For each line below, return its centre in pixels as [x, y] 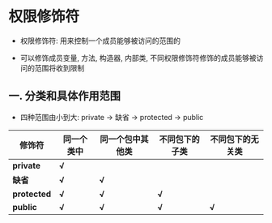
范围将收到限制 [59, 68]
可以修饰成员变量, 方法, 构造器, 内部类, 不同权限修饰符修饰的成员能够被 [138, 58]
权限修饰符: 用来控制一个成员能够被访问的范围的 [100, 41]
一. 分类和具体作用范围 [65, 96]
